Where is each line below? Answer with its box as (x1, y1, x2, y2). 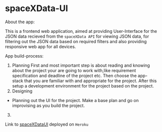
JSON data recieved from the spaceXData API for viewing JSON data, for (5, 33, 149, 39)
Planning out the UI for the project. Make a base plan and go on (12, 97, 139, 103)
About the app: (5, 19, 35, 25)
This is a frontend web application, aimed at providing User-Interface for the (5, 28, 157, 34)
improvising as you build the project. (12, 103, 85, 108)
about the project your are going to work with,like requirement (12, 67, 136, 73)
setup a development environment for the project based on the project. (12, 83, 154, 88)
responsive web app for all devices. (5, 44, 76, 49)
